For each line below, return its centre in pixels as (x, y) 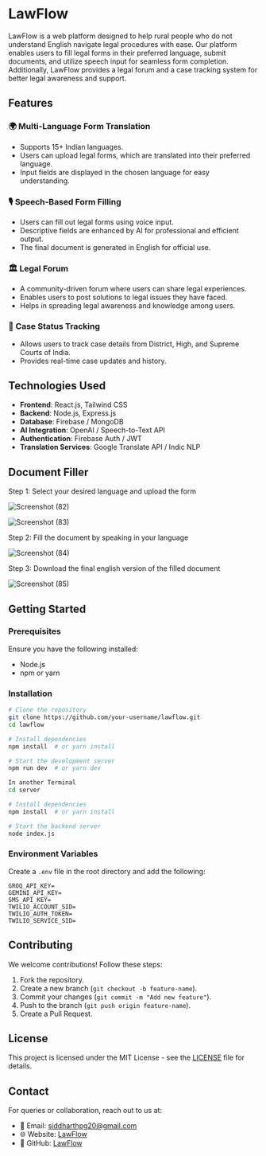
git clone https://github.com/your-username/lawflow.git (104, 717)
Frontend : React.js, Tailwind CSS (74, 405)
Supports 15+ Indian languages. (71, 146)
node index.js (32, 834)
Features (31, 103)
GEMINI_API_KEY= (35, 892)
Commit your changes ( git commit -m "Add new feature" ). (116, 997)
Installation (31, 693)
